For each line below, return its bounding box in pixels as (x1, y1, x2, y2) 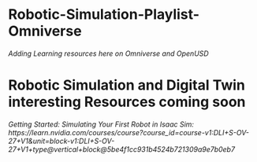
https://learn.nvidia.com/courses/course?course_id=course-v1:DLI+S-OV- (8, 127, 250, 137)
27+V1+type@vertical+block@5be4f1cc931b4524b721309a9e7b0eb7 (8, 144, 235, 154)
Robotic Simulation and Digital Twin (8, 76, 246, 94)
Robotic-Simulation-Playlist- (8, 6, 199, 24)
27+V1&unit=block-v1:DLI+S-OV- (8, 136, 115, 145)
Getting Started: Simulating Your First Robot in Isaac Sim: (8, 120, 195, 129)
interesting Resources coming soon (8, 93, 246, 111)
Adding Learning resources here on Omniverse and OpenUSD (8, 49, 209, 58)
